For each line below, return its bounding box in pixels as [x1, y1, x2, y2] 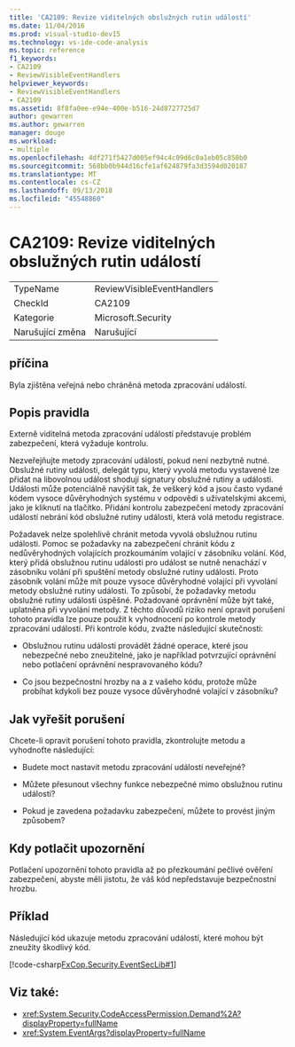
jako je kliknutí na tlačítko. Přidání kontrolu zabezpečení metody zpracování [9, 502, 284, 513]
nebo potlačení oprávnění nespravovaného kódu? [21, 659, 204, 670]
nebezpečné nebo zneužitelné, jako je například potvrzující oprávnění [21, 649, 276, 661]
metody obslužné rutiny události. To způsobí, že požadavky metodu [9, 586, 257, 596]
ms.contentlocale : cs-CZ [9, 178, 101, 187]
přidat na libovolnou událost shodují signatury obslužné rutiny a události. [9, 474, 275, 484]
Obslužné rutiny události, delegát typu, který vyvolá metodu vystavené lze [9, 465, 280, 476]
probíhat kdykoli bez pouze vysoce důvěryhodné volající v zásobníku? [21, 686, 279, 697]
